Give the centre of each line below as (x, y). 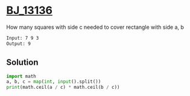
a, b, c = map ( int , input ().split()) (54, 82)
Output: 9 (19, 43)
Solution (22, 63)
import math (21, 76)
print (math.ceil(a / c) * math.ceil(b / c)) (63, 88)
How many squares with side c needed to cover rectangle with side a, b (95, 27)
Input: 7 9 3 (23, 38)
